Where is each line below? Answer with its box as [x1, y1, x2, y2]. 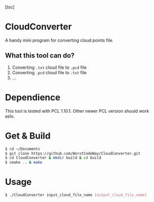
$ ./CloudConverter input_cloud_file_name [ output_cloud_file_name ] [5, 193, 147, 198]
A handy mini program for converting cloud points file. [5, 37, 114, 43]
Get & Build [5, 130, 51, 141]
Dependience [5, 92, 61, 103]
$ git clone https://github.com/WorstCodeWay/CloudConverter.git [5, 151, 140, 156]
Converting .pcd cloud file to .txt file [12, 69, 87, 75]
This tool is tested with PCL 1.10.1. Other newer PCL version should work [5, 108, 150, 114]
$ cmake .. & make [5, 160, 42, 165]
